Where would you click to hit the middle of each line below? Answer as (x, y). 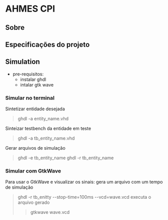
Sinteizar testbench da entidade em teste (48, 128)
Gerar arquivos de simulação (36, 148)
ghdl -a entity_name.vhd (43, 119)
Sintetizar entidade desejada (35, 109)
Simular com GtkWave (33, 171)
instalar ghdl (33, 79)
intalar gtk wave (37, 84)
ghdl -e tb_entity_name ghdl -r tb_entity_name (66, 158)
